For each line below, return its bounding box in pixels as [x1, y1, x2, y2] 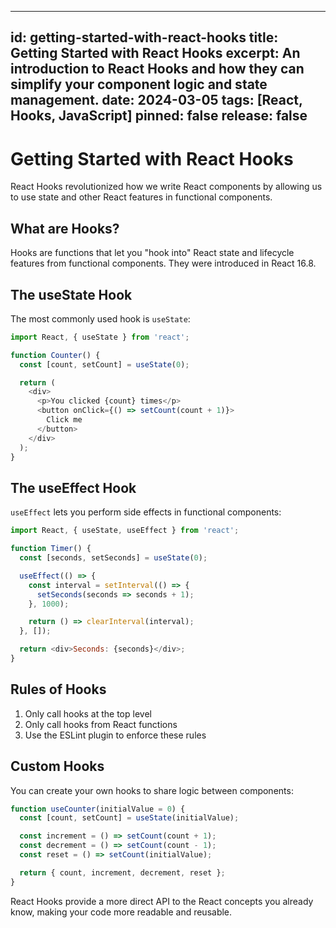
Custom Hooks [10, 758, 105, 775]
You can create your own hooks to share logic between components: [10, 784, 294, 796]
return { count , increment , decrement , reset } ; [19, 867, 226, 878]
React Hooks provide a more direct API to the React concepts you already [10, 895, 314, 907]
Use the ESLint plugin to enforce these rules [24, 729, 207, 741]
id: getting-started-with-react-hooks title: [10, 29, 279, 46]
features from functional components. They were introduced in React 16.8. [10, 257, 317, 270]
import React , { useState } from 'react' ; [10, 332, 190, 342]
